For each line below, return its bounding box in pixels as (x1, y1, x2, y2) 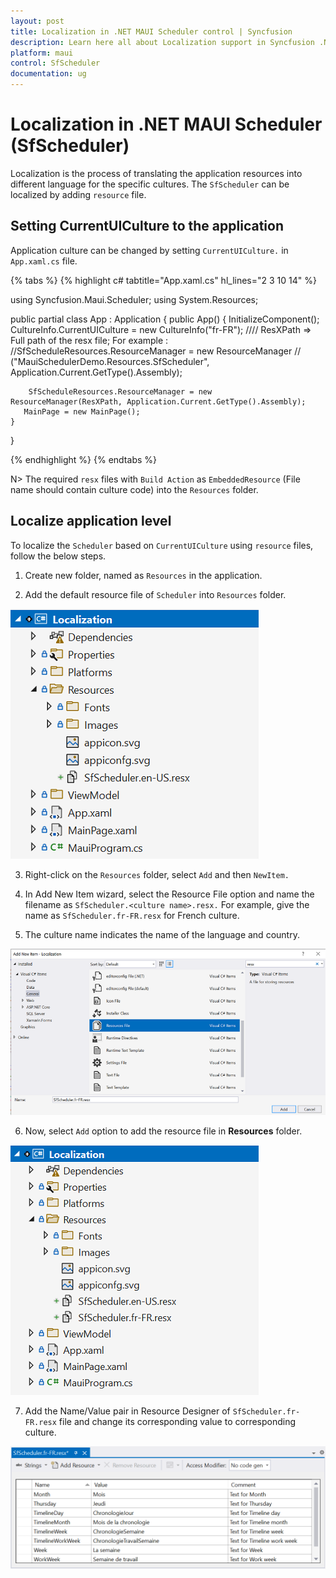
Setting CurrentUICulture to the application (10, 218, 284, 235)
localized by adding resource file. (10, 188, 147, 200)
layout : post (10, 16, 65, 26)
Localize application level (10, 513, 172, 530)
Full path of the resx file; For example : (10, 334, 169, 346)
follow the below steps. (10, 550, 107, 562)
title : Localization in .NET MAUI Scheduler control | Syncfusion (10, 26, 293, 37)
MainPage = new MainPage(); (23, 406, 141, 417)
